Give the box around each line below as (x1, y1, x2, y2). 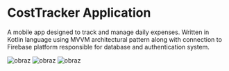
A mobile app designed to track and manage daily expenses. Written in (7, 28, 210, 36)
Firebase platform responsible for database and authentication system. (7, 42, 210, 51)
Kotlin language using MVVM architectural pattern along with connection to (7, 35, 222, 43)
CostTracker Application (7, 5, 151, 21)
